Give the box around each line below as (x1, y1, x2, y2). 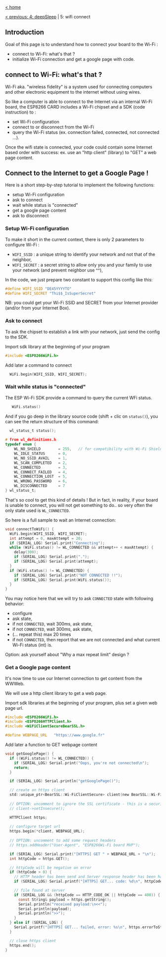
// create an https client (9, 788, 65, 792)
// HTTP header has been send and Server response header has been (14, 874, 156, 879)
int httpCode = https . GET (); (9, 856, 70, 861)
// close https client (9, 938, 56, 943)
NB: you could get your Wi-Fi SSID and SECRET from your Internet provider (5, 300, 159, 306)
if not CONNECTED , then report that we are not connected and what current (12, 637, 160, 643)
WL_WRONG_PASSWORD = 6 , (14, 479, 68, 484)
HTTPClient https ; (9, 815, 48, 820)
